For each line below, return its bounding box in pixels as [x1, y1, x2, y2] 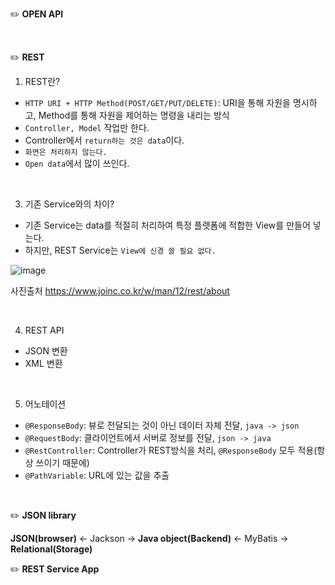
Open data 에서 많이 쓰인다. [24, 158, 130, 169]
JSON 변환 [24, 345, 68, 357]
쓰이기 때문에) [35, 457, 90, 468]
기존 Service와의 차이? [24, 198, 115, 210]
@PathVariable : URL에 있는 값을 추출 [24, 469, 170, 481]
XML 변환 [24, 358, 63, 369]
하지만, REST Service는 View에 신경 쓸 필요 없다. [24, 244, 217, 256]
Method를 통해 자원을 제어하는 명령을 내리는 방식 [38, 109, 230, 121]
